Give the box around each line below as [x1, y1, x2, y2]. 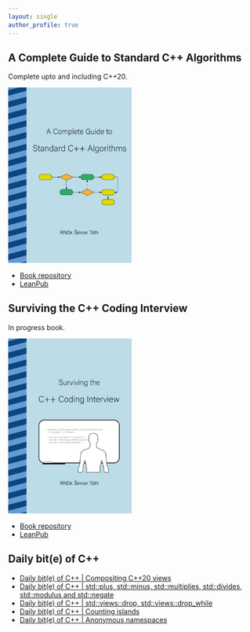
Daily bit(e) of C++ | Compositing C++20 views [19, 573, 172, 582]
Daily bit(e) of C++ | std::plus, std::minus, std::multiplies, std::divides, [19, 582, 243, 591]
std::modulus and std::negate [19, 590, 114, 599]
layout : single [8, 13, 58, 20]
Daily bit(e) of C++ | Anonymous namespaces [19, 615, 168, 624]
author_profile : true [8, 20, 79, 29]
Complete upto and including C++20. [8, 72, 128, 82]
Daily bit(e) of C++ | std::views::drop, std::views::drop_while [19, 598, 213, 608]
